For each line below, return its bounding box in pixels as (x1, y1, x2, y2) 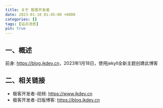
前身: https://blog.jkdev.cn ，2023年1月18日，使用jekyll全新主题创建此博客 (5, 60, 158, 66)
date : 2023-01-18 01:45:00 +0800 (5, 12, 76, 17)
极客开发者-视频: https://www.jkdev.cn (12, 90, 92, 96)
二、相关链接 (5, 76, 45, 85)
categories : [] (5, 17, 37, 22)
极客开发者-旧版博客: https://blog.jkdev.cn (12, 96, 100, 103)
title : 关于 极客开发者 (5, 7, 50, 13)
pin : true (5, 26, 26, 31)
